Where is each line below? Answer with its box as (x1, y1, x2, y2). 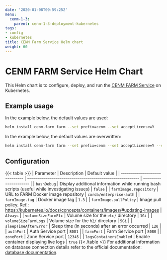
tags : (5, 26, 16, 31)
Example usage (5, 101, 54, 110)
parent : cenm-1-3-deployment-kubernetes (14, 21, 99, 26)
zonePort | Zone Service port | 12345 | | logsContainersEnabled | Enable (5, 233, 150, 239)
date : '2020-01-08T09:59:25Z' (5, 7, 68, 12)
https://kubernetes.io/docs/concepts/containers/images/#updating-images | (5, 207, 162, 213)
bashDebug (35, 181, 56, 186)
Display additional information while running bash (59, 180, 161, 186)
